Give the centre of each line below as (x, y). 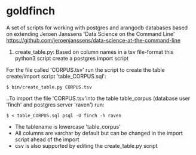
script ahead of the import (47, 139)
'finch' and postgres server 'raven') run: (55, 104)
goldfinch (31, 11)
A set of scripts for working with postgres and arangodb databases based (97, 28)
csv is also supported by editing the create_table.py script (86, 145)
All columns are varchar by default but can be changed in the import (99, 133)
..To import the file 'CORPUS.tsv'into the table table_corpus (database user (98, 98)
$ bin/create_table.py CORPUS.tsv (49, 87)
